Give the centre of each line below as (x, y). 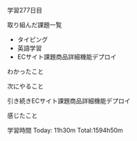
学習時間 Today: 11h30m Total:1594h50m (65, 130)
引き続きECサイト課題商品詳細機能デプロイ (69, 101)
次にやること (25, 86)
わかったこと (25, 72)
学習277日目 (25, 10)
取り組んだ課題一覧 (35, 25)
